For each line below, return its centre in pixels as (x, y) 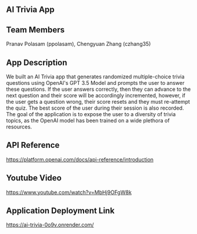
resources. (19, 127)
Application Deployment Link (60, 211)
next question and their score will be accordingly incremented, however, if (96, 95)
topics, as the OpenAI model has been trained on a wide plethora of (88, 121)
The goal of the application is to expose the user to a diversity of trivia (91, 114)
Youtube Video (34, 178)
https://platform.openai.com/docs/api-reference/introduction (80, 159)
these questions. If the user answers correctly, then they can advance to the (98, 89)
